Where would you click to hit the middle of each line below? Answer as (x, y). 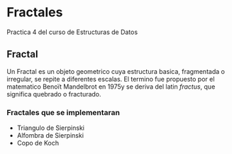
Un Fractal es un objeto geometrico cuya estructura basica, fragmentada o (116, 71)
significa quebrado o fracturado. (54, 94)
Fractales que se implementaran (63, 112)
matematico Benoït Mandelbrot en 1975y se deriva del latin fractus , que (111, 87)
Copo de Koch (38, 143)
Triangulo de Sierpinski (50, 128)
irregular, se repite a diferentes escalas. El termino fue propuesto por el (111, 79)
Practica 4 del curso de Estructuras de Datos (72, 32)
